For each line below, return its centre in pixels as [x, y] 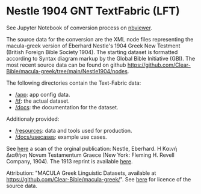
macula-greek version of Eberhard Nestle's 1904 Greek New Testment [93, 46]
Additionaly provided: [33, 119]
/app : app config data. [42, 94]
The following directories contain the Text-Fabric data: [74, 83]
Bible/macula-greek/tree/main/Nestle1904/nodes [67, 71]
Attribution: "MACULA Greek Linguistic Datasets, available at [81, 173]
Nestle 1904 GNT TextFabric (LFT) [93, 11]
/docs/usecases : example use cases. [61, 137]
